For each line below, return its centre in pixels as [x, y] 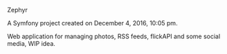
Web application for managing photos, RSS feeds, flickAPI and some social [114, 36]
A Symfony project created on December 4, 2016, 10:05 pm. [92, 23]
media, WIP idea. [31, 43]
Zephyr [17, 10]
